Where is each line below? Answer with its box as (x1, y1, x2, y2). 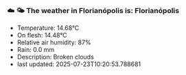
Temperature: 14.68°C (16, 24, 80, 32)
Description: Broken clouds (16, 53, 94, 61)
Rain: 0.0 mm (16, 46, 55, 54)
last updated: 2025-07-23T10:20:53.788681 (16, 60, 141, 68)
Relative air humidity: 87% (16, 38, 91, 46)
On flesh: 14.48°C (16, 31, 67, 40)
